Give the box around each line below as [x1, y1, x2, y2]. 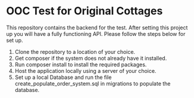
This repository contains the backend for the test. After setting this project [6, 24, 188, 31]
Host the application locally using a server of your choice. [14, 67, 157, 74]
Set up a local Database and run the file [14, 73, 112, 81]
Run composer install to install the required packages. [14, 61, 147, 68]
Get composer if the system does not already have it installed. [14, 54, 167, 62]
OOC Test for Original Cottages [6, 4, 163, 18]
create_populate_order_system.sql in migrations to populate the [14, 79, 171, 87]
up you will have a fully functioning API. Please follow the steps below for [6, 30, 186, 37]
